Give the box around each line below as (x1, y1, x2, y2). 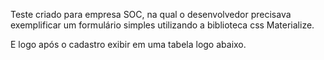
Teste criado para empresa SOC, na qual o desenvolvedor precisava (10, 9, 292, 20)
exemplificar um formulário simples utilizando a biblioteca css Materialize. (10, 19, 315, 31)
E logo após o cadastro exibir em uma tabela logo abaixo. (10, 39, 247, 50)
